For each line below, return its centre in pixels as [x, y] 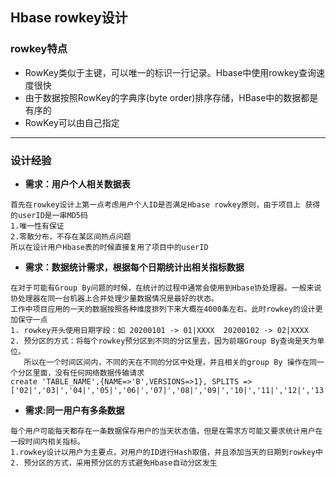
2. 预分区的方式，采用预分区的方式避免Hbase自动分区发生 [114, 463]
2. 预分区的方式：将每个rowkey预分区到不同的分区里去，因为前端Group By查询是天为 [164, 341]
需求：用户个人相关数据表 [77, 184]
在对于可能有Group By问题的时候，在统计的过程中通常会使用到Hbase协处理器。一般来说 [166, 288]
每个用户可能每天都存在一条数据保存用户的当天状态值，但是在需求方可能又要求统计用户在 [166, 431]
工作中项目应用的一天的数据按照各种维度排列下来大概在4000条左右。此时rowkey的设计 [163, 309]
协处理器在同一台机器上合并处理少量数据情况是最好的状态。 [114, 298]
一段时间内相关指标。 [47, 441]
